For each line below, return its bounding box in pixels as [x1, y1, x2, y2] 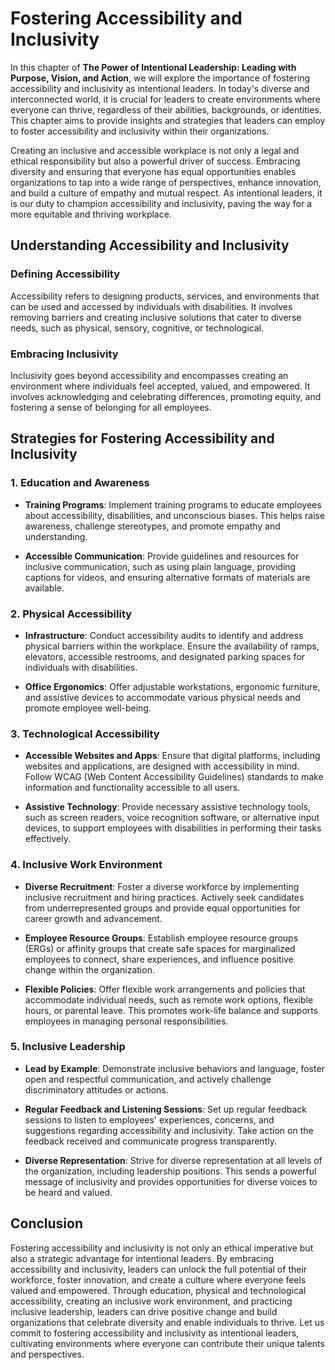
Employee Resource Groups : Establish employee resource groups [24, 932, 299, 944]
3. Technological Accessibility [10, 727, 160, 741]
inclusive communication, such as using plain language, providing [24, 560, 297, 572]
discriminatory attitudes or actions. [24, 1083, 169, 1096]
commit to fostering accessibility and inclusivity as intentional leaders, [10, 1327, 300, 1339]
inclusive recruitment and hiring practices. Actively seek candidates [24, 891, 305, 903]
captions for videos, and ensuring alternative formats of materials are [24, 571, 311, 583]
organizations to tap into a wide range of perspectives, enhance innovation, [10, 176, 322, 188]
